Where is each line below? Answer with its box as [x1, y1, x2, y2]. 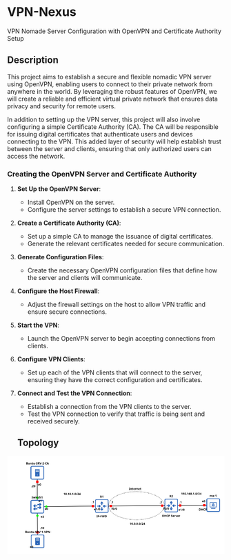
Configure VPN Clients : [17, 355, 86, 363]
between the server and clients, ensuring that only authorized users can [7, 144, 212, 152]
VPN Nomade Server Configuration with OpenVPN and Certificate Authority [7, 27, 222, 35]
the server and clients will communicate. [27, 274, 143, 282]
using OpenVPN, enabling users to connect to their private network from [7, 80, 213, 88]
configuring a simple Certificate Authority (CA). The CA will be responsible [7, 122, 219, 131]
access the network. [7, 152, 66, 160]
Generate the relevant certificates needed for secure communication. [27, 239, 225, 248]
